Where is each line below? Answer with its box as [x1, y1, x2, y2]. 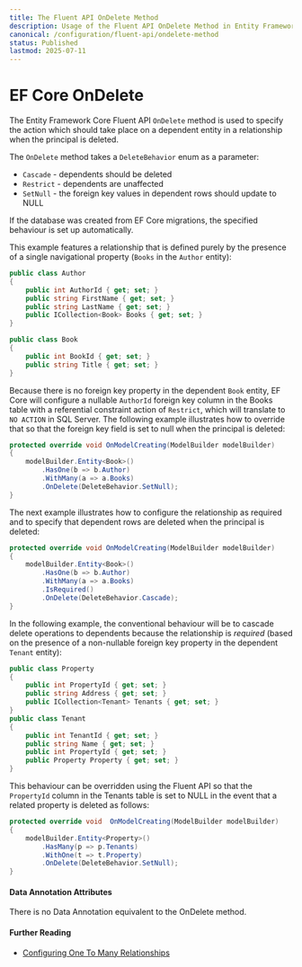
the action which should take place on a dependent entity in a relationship [9, 125, 283, 136]
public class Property [9, 664, 94, 673]
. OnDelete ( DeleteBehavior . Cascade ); [41, 593, 179, 602]
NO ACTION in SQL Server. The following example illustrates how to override [9, 413, 286, 424]
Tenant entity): [9, 646, 63, 657]
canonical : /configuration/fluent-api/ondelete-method [9, 30, 219, 39]
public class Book [9, 335, 78, 344]
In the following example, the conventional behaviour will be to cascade [9, 617, 274, 629]
